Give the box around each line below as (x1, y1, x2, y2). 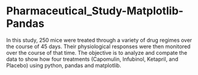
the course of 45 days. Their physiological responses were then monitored (6, 43, 191, 50)
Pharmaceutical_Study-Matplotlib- (6, 4, 184, 18)
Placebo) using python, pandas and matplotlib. (6, 61, 122, 69)
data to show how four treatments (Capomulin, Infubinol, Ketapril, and (6, 55, 179, 62)
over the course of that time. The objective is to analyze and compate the (6, 49, 188, 56)
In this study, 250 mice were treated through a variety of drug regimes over (6, 36, 193, 43)
